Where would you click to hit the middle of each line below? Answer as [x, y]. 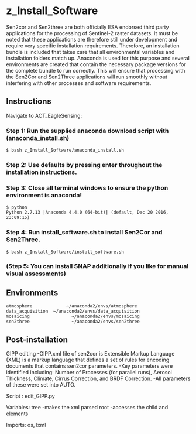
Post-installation [37, 339]
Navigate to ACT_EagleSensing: [44, 115]
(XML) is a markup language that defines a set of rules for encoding [88, 360]
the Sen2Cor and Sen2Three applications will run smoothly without [87, 77]
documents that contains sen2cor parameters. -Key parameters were [90, 366]
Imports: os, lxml [26, 425]
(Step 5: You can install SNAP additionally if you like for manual [97, 266]
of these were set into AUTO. [41, 385]
